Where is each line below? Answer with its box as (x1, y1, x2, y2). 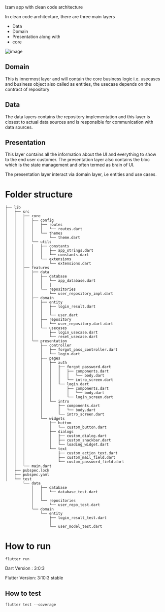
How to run (5, 541, 51, 551)
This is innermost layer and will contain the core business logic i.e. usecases (5, 76, 161, 82)
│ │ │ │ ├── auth (5, 360, 67, 365)
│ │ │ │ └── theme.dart (5, 235, 80, 240)
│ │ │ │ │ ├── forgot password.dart (5, 365, 111, 370)
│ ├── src (5, 209, 30, 214)
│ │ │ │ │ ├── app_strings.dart (5, 248, 94, 253)
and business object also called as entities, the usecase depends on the (5, 81, 151, 87)
